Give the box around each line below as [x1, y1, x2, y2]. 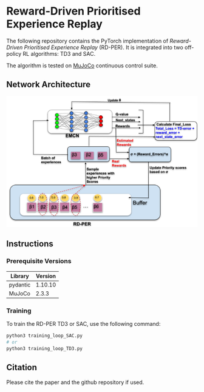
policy [6, 50, 22, 57]
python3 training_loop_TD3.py [6, 346, 83, 352]
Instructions [6, 238, 53, 249]
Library [10, 272, 29, 280]
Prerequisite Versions [6, 257, 72, 265]
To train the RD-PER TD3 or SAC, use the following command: [6, 320, 161, 328]
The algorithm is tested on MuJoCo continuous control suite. [6, 62, 158, 69]
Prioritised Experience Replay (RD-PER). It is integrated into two [24, 44, 183, 51]
